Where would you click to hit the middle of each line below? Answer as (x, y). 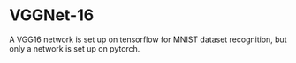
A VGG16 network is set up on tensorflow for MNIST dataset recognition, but (148, 39)
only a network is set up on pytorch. (75, 48)
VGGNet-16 (52, 15)
